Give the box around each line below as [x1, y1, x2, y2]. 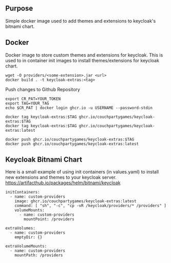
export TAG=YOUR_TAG [5, 100, 50, 106]
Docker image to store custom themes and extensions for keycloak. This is [5, 51, 163, 58]
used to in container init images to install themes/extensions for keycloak [5, 57, 160, 63]
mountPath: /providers [14, 253, 63, 258]
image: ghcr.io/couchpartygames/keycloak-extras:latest [14, 199, 137, 204]
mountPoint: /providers [24, 217, 74, 222]
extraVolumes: [5, 226, 36, 231]
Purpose [5, 4, 33, 13]
